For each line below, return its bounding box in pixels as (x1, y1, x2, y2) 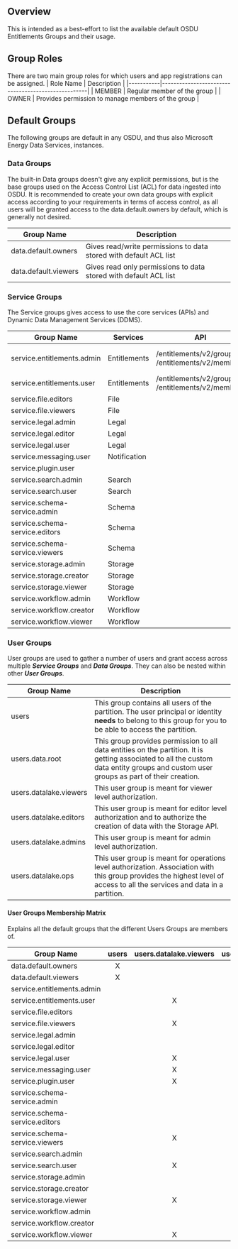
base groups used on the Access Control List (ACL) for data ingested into (7, 182, 222, 191)
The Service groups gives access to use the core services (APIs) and (7, 308, 209, 317)
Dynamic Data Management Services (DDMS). (7, 316, 143, 324)
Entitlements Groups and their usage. (7, 32, 115, 40)
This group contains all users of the (94, 698, 212, 708)
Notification (107, 452, 147, 462)
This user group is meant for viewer (94, 783, 212, 793)
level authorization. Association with (94, 862, 215, 872)
